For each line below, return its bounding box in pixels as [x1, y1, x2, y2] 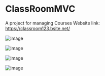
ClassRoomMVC [5, 3, 76, 15]
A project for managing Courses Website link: [5, 20, 100, 26]
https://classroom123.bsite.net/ [5, 25, 70, 31]
